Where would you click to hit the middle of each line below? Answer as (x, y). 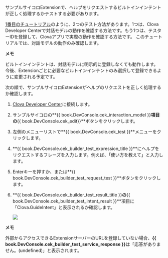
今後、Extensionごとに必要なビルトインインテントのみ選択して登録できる (81, 70)
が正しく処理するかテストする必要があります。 (53, 13)
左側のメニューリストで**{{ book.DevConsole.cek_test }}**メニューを (85, 132)
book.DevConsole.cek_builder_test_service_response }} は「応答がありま (83, 244)
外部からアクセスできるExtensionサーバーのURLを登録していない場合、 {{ (81, 238)
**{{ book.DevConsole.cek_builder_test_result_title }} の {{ (71, 195)
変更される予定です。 (36, 77)
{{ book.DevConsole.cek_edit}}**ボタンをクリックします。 (77, 121)
